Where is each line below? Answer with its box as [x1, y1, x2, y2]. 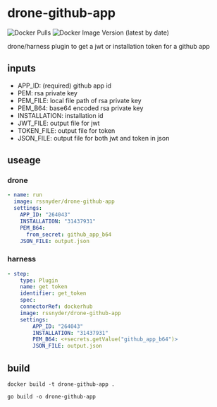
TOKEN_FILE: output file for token [17, 126, 116, 135]
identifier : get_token [20, 290, 87, 297]
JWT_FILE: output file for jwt [17, 119, 100, 127]
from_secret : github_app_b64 [25, 231, 112, 238]
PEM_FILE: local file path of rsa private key [17, 96, 142, 105]
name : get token [20, 283, 68, 290]
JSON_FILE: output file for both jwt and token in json [17, 134, 170, 142]
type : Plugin [20, 277, 58, 284]
